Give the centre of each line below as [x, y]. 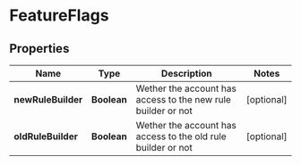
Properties [39, 49]
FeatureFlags [59, 16]
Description [186, 74]
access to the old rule [181, 136]
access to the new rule [183, 99]
